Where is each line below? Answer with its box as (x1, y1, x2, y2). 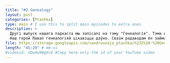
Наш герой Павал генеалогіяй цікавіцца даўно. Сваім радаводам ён (10, 36, 153, 41)
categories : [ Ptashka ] (5, 17, 53, 22)
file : (5, 41, 17, 46)
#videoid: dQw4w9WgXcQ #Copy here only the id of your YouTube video (5, 50, 155, 55)
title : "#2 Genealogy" (5, 7, 53, 13)
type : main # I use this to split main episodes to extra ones (5, 21, 142, 27)
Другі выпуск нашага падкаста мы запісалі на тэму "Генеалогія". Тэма (10, 31, 162, 36)
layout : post (5, 12, 33, 17)
